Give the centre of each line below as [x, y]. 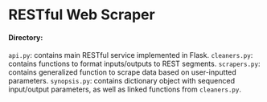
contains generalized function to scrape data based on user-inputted [123, 72]
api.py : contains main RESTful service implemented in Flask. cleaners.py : [131, 55]
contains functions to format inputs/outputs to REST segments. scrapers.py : [134, 64]
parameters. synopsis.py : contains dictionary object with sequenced [122, 81]
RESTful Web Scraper [82, 15]
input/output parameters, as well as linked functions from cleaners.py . [125, 89]
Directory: [26, 37]
